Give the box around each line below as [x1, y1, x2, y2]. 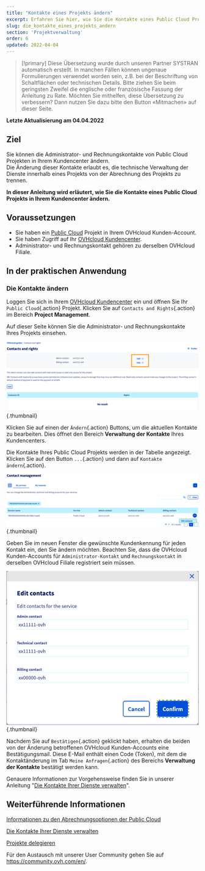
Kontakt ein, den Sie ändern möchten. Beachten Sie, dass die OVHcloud [6, 546, 187, 554]
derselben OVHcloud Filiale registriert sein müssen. [6, 559, 135, 566]
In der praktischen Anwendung [6, 266, 127, 276]
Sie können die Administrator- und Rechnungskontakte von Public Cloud [6, 150, 188, 158]
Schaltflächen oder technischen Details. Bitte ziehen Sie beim [21, 79, 176, 86]
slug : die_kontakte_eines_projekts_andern [6, 23, 116, 29]
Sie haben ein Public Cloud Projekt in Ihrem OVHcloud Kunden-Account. [15, 229, 197, 236]
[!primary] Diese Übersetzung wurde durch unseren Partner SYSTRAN [21, 60, 198, 67]
